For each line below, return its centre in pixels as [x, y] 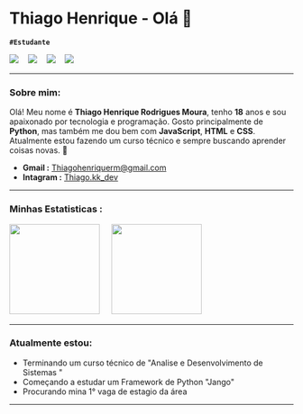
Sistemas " [42, 372]
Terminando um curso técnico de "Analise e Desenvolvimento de [142, 363]
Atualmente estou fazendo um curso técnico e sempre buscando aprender [148, 141]
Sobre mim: [35, 92]
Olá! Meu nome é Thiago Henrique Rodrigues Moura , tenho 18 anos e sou [148, 112]
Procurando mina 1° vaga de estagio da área [105, 391]
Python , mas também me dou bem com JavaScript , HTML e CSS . [133, 131]
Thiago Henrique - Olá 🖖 [101, 18]
